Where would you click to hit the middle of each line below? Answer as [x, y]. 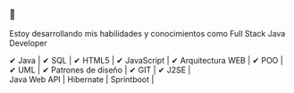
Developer [28, 43]
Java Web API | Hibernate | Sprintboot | [82, 80]
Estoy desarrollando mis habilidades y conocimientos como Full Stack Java [147, 34]
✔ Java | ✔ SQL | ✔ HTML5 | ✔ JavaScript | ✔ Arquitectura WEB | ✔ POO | [146, 61]
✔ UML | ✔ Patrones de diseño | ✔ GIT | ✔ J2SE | [100, 70]
